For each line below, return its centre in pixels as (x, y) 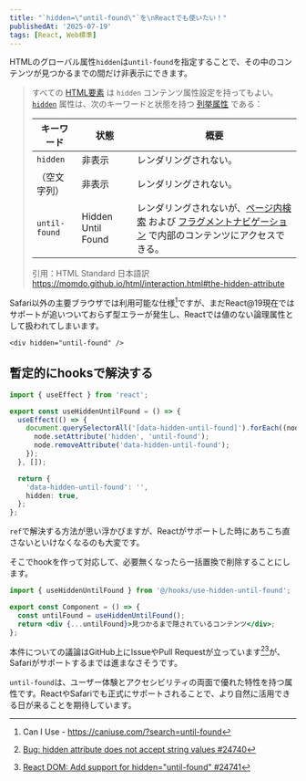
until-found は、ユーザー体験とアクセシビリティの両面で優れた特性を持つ (147, 682)
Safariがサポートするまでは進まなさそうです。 (96, 663)
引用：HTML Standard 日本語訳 (91, 274)
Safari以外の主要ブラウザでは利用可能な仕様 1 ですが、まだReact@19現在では (152, 302)
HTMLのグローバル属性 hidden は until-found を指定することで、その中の (143, 62)
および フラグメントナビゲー (209, 222)
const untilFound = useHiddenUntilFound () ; (101, 615)
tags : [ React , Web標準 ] (53, 35)
